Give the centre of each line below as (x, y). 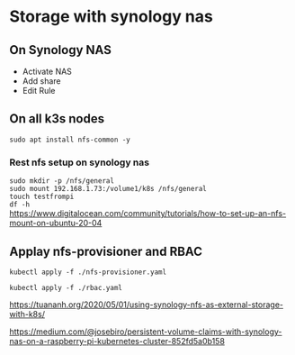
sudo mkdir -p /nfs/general (62, 181)
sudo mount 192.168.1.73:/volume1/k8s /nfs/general (108, 189)
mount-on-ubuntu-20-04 (56, 223)
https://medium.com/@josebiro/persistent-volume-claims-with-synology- (146, 332)
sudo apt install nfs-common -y (70, 140)
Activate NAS (47, 71)
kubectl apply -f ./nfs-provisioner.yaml (88, 272)
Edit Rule (39, 91)
